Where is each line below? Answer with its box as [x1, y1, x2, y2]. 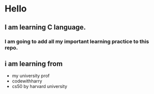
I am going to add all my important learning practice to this [4, 38, 149, 45]
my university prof [11, 73, 50, 79]
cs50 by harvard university [11, 83, 67, 89]
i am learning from [4, 59, 63, 68]
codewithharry [11, 78, 42, 84]
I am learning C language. [4, 23, 86, 31]
